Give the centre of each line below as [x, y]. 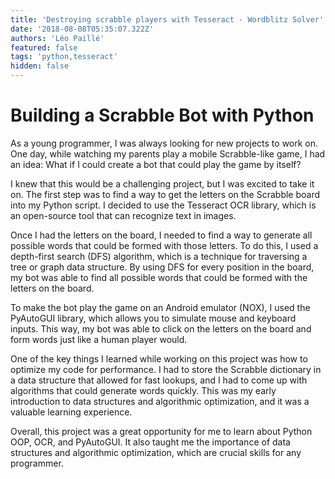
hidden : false [40, 66]
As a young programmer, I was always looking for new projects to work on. [164, 143]
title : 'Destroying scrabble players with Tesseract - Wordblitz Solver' [167, 19]
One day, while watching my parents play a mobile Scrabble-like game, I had [168, 153]
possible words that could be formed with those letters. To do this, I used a [164, 245]
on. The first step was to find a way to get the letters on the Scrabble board [165, 194]
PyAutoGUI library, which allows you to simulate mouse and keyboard [153, 318]
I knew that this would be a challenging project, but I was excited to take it [162, 183]
